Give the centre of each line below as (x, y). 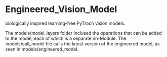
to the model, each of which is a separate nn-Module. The (66, 38)
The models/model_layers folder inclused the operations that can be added (83, 33)
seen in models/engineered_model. (42, 49)
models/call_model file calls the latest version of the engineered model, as (83, 43)
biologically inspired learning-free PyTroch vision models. (65, 23)
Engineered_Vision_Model (61, 9)
